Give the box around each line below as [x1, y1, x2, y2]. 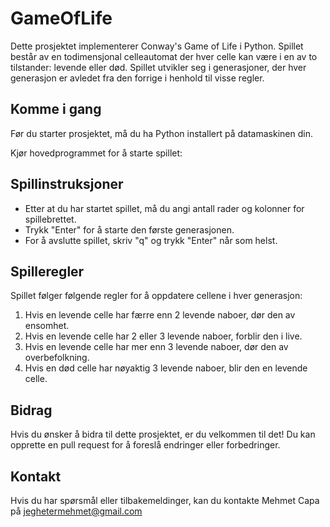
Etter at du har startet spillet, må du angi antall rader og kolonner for [24, 202, 305, 214]
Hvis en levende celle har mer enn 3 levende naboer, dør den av [24, 341, 289, 353]
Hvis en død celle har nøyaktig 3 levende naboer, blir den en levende [24, 362, 308, 374]
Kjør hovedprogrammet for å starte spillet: [10, 147, 183, 159]
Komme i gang [10, 101, 102, 118]
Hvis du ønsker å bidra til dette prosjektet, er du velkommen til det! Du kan [10, 428, 316, 441]
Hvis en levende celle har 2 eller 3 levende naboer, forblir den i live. [24, 330, 303, 342]
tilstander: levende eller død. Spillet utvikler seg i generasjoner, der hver [10, 61, 307, 73]
